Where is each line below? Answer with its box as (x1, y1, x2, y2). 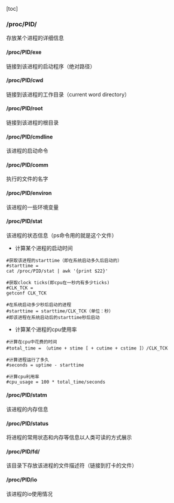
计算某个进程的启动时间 (14, 244, 73, 251)
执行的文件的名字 (6, 175, 48, 182)
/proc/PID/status (6, 420, 49, 427)
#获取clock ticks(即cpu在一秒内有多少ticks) (6, 279, 110, 285)
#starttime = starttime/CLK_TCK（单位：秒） (6, 308, 114, 314)
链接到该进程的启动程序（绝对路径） (6, 62, 96, 70)
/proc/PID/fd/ (6, 448, 40, 455)
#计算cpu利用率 (6, 374, 40, 379)
